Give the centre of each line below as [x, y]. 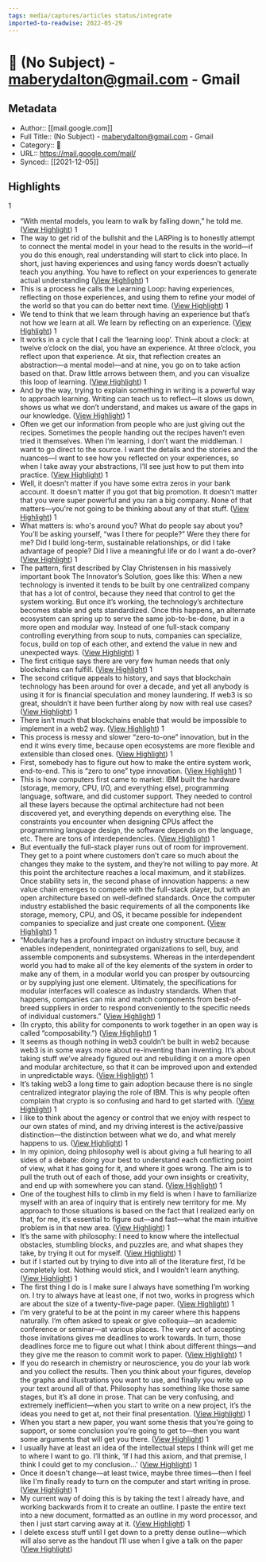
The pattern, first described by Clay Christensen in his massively [125, 568]
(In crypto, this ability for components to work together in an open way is [139, 1025]
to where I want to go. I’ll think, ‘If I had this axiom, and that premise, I [133, 1456]
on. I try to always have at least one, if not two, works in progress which [137, 1295]
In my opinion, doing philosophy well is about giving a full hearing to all [135, 1152]
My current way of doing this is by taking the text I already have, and [132, 1498]
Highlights [35, 187]
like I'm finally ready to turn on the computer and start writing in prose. [135, 1482]
